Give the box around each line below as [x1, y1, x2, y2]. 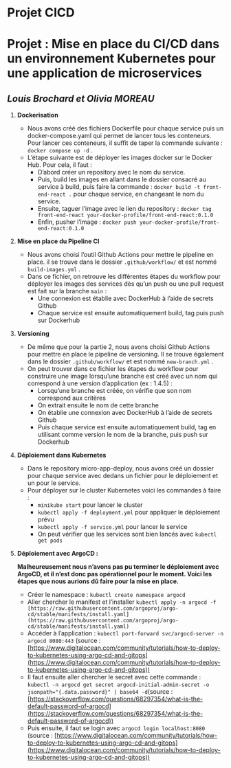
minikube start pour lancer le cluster [37, 501, 143, 509]
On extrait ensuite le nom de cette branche [37, 401, 159, 409]
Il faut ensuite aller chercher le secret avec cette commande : [27, 673, 201, 681]
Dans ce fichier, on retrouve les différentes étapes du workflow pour [27, 273, 221, 281]
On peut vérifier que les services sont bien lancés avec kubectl [37, 530, 217, 539]
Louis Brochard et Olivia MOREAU [7, 93, 155, 104]
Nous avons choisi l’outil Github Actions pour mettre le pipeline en [27, 251, 214, 259]
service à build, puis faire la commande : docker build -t [37, 183, 201, 191]
